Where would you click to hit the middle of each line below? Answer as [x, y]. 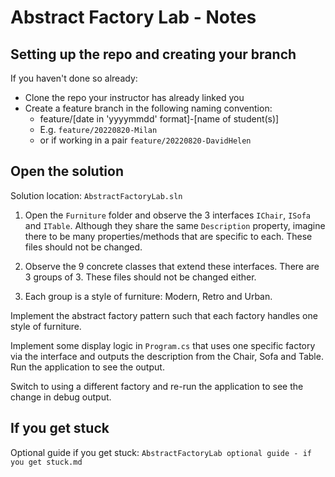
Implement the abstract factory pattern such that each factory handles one [164, 315]
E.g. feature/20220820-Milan [98, 129]
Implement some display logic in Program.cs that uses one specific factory [163, 345]
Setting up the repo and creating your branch [153, 54]
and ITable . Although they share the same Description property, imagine [175, 225]
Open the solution [67, 171]
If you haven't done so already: [74, 78]
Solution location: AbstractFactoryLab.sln [96, 195]
